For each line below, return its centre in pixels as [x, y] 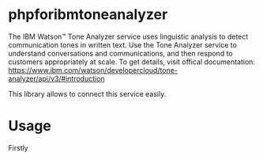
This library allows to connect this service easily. [87, 93]
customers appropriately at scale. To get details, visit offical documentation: [131, 62]
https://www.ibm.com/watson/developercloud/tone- [93, 70]
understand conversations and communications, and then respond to [120, 53]
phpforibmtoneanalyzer [88, 15]
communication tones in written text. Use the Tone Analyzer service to [122, 44]
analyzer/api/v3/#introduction [56, 78]
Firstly [19, 147]
